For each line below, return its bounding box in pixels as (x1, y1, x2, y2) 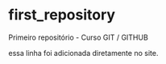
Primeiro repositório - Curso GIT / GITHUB (8, 32, 149, 42)
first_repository (8, 6, 115, 24)
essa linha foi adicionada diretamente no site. (8, 48, 159, 58)
